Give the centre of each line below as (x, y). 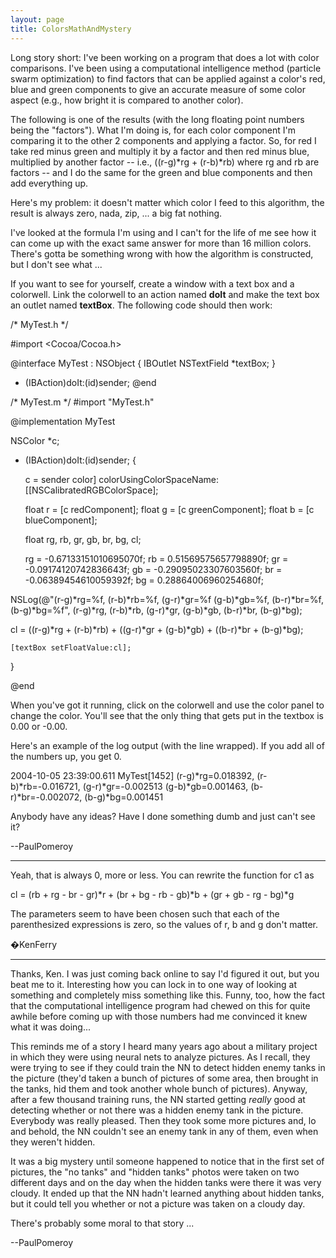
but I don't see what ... (56, 264)
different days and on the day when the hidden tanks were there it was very (166, 1182)
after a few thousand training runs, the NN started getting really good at (158, 1099)
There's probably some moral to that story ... (102, 1223)
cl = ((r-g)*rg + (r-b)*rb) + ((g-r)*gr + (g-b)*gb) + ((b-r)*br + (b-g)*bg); (157, 629)
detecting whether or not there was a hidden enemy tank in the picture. (157, 1110)
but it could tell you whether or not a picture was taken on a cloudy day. (158, 1203)
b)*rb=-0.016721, (45, 786)
